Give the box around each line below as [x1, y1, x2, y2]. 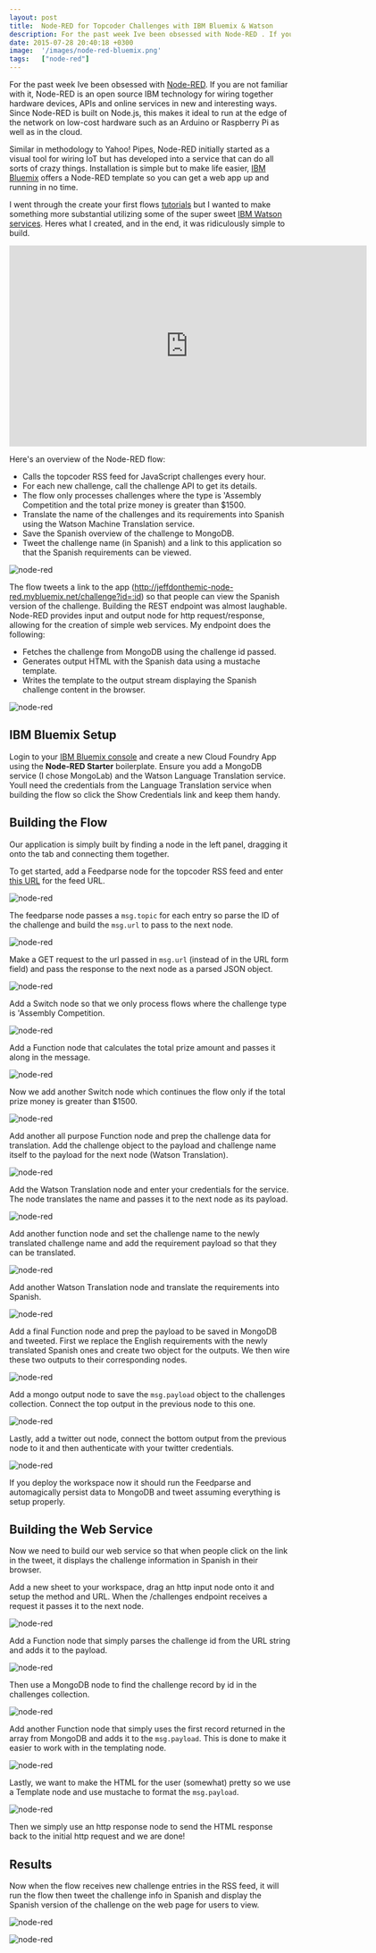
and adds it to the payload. [9, 1645, 108, 1655]
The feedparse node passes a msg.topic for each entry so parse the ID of [9, 909, 280, 920]
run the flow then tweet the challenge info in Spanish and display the [9, 1890, 262, 1901]
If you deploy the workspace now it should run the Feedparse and [9, 1477, 252, 1488]
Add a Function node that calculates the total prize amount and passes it [9, 1042, 276, 1052]
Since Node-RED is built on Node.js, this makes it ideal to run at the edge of [9, 108, 288, 118]
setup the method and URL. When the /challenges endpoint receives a [9, 1591, 268, 1602]
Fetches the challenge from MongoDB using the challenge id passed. [21, 647, 277, 657]
